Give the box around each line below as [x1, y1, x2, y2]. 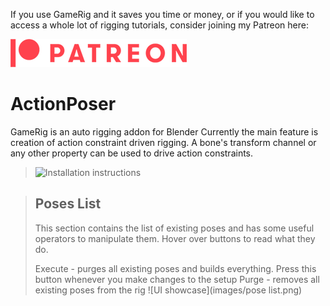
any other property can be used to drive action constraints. [10, 147, 254, 159]
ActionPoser [10, 93, 117, 116]
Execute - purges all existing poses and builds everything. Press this [34, 262, 317, 274]
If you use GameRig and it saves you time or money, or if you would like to [10, 9, 315, 20]
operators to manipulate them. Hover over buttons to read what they [34, 232, 316, 244]
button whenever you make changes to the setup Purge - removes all [34, 273, 320, 285]
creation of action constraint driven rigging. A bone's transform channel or [10, 136, 317, 148]
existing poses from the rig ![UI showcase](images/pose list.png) [34, 284, 303, 296]
